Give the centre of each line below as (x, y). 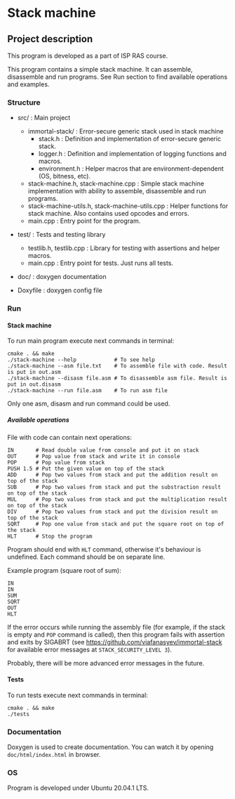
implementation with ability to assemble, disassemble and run (117, 191)
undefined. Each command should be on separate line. (86, 557)
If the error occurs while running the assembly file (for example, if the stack (116, 628)
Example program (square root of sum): (64, 571)
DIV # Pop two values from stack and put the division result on (113, 512)
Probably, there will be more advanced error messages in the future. (106, 663)
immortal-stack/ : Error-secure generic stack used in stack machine (126, 131)
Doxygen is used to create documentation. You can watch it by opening (110, 747)
